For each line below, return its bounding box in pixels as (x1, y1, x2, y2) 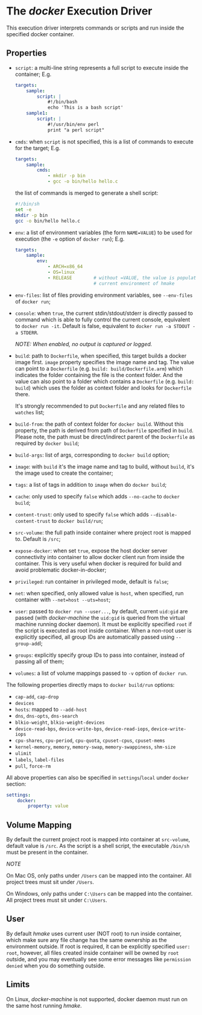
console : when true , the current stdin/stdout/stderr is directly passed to (14, 309, 193, 317)
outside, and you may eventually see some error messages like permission (6, 955, 191, 963)
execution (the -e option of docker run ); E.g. (14, 235, 125, 242)
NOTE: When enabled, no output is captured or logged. (14, 340, 153, 347)
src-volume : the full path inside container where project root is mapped (14, 529, 191, 536)
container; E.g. (14, 71, 52, 78)
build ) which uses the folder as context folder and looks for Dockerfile (14, 384, 192, 391)
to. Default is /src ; (14, 535, 61, 542)
